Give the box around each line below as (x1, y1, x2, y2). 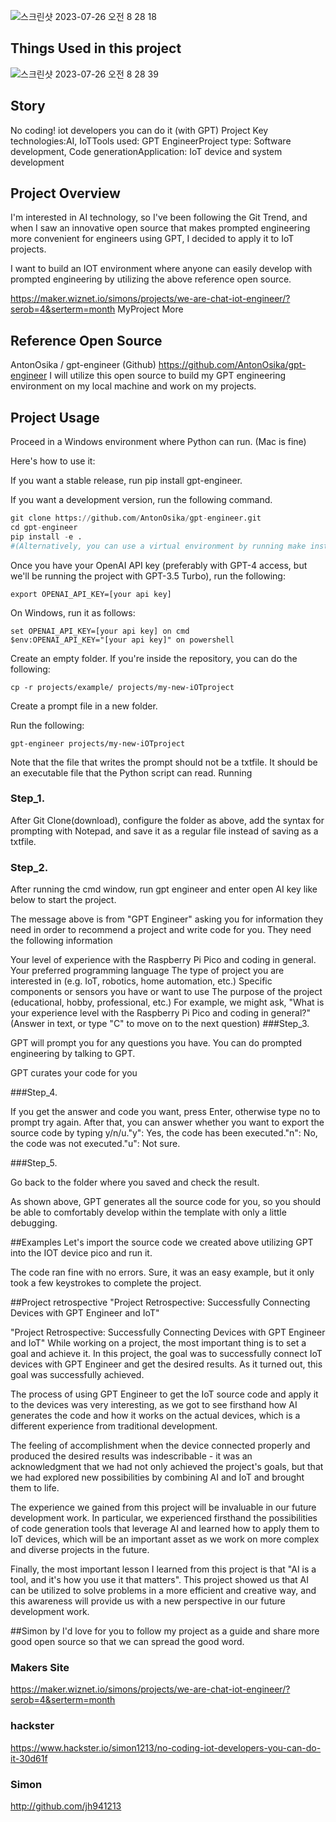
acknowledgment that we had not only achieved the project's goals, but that (10, 1461, 324, 1473)
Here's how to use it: (10, 455, 96, 467)
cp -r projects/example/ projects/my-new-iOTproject (10, 682, 235, 692)
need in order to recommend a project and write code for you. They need (10, 924, 312, 936)
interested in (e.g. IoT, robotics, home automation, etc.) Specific (10, 975, 273, 987)
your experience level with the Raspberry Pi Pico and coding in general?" (10, 1007, 311, 1019)
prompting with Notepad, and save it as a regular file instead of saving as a (10, 825, 319, 837)
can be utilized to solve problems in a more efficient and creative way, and (10, 1585, 317, 1597)
